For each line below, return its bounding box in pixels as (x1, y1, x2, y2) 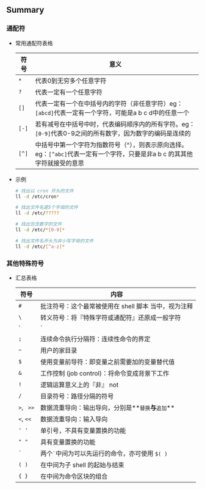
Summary (6, 5, 45, 15)
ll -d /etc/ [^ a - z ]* (15, 244, 65, 250)
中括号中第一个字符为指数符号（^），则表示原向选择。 (35, 140, 188, 149)
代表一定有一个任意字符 (35, 88, 103, 96)
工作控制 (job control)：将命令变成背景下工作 (40, 369, 170, 377)
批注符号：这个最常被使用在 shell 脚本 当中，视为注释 (40, 302, 193, 310)
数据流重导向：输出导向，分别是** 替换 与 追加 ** (40, 403, 175, 411)
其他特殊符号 (6, 259, 45, 267)
